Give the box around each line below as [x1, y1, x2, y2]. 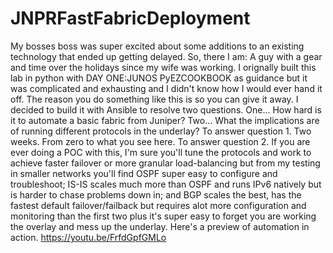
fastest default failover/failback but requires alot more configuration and [10, 199, 307, 211]
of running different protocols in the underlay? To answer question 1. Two [10, 125, 312, 137]
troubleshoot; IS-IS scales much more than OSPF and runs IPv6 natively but [10, 178, 322, 190]
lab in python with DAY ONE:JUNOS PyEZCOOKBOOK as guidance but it [10, 72, 308, 84]
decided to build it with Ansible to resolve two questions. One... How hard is [10, 103, 322, 116]
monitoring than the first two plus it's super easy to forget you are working [10, 210, 317, 222]
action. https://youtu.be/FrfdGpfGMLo [10, 231, 167, 243]
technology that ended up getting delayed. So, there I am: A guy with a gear [10, 50, 323, 62]
